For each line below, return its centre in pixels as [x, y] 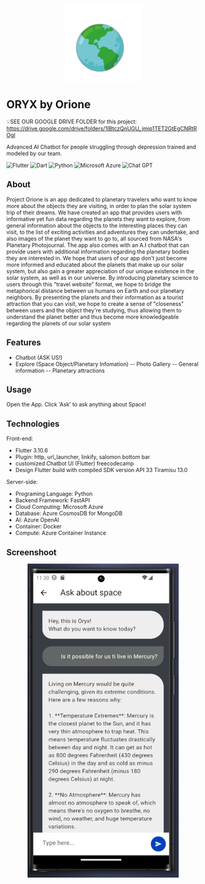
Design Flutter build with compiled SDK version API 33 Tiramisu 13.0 [102, 470]
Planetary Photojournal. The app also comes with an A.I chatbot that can [98, 245]
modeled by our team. [34, 153]
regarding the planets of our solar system [59, 323]
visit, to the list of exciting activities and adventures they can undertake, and [103, 232]
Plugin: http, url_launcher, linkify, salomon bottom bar [83, 457]
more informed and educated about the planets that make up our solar [95, 265]
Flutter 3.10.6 [31, 451]
